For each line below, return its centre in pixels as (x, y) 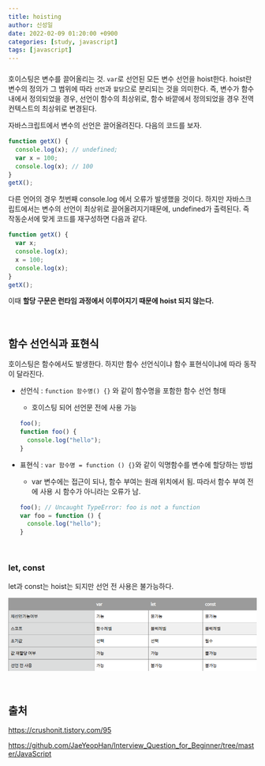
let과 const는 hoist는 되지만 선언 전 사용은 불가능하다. (91, 586)
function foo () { (48, 432)
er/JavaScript (30, 754)
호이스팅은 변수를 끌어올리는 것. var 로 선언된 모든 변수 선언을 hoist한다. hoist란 (130, 79)
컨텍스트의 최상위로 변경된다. (52, 109)
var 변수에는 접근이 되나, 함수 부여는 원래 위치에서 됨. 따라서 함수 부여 (138, 481)
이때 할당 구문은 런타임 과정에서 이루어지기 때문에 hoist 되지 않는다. (111, 301)
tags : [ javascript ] (40, 50)
